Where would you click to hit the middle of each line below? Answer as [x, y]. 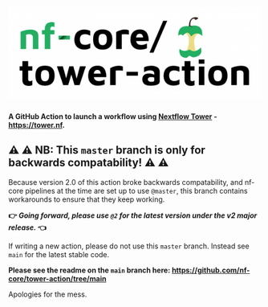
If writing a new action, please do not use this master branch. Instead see [129, 246]
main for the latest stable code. [59, 254]
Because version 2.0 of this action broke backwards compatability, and [126, 182]
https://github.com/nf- [211, 270]
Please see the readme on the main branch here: [89, 270]
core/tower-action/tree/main [57, 278]
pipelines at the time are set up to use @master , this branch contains [136, 190]
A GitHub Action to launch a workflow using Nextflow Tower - [113, 116]
